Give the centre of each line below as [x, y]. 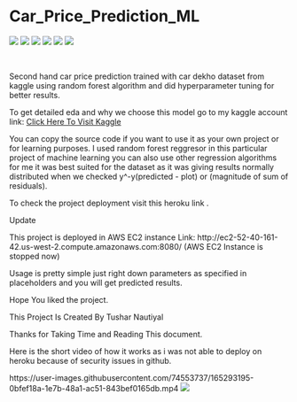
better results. [35, 95]
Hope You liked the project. [59, 299]
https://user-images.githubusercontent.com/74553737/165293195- [132, 377]
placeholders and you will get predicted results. [96, 282]
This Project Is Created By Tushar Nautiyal [86, 317]
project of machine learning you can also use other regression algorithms [143, 158]
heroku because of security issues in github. [90, 360]
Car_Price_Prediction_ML [105, 16]
